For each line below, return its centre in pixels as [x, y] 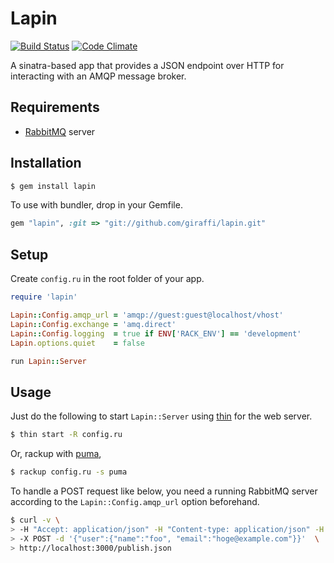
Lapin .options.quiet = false [77, 343]
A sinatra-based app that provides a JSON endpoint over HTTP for [147, 65]
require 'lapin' [44, 297]
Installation [46, 163]
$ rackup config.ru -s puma [69, 472]
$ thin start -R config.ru [66, 435]
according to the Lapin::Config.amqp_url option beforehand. [135, 501]
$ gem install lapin [53, 186]
